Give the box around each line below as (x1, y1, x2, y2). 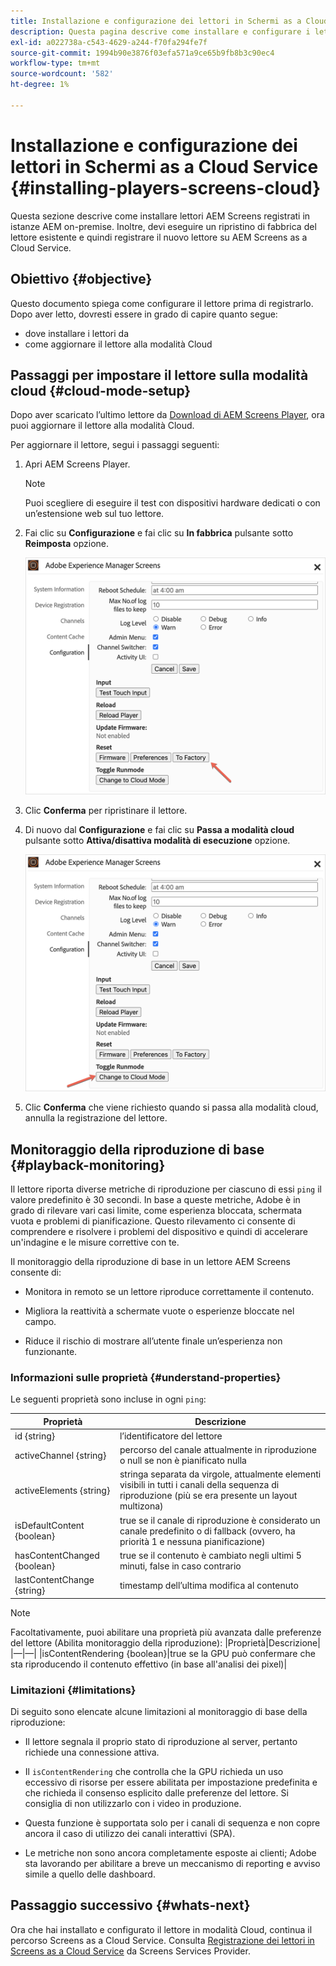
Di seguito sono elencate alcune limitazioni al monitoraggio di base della (10, 1706, 308, 1718)
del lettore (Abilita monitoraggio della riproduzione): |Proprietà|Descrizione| (10, 1636, 321, 1649)
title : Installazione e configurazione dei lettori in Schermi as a (10, 16, 302, 26)
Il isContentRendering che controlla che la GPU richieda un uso (24, 1766, 284, 1778)
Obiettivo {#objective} (10, 271, 153, 288)
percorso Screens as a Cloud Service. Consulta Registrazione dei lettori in (10, 1934, 315, 1946)
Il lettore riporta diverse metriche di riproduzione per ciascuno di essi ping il (10, 1183, 322, 1195)
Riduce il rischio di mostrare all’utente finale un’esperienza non (24, 1335, 283, 1347)
